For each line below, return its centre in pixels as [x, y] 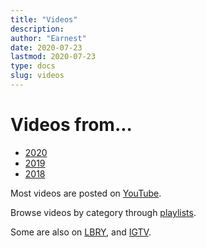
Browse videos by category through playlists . [103, 212]
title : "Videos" [44, 19]
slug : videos [37, 76]
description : [37, 29]
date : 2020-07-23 [46, 47]
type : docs [33, 66]
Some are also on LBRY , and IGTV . [81, 232]
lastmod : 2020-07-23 [53, 57]
